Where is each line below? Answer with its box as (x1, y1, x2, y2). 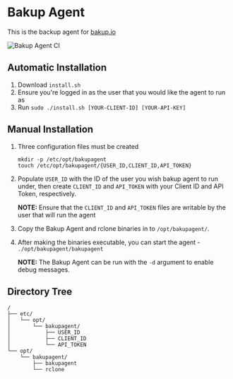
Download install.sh (17, 80, 81, 89)
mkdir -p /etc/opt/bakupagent (17, 156, 107, 163)
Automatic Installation (7, 61, 107, 74)
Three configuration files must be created (17, 142, 139, 150)
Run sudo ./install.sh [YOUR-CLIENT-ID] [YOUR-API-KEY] (17, 103, 186, 112)
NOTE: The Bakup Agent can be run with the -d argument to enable (17, 258, 214, 266)
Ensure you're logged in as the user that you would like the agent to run (17, 88, 226, 96)
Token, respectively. (17, 189, 76, 198)
